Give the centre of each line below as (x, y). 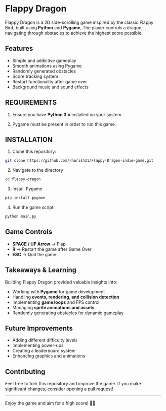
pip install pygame (25, 198)
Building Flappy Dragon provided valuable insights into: (61, 282)
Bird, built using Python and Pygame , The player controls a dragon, (74, 27)
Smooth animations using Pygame (47, 66)
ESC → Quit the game (34, 254)
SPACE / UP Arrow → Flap (39, 244)
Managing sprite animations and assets (53, 307)
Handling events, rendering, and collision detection (66, 297)
